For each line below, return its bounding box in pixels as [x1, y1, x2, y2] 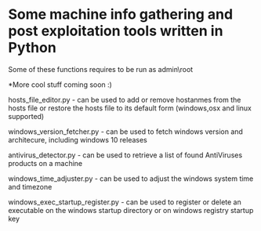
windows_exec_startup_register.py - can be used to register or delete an [8, 197, 241, 207]
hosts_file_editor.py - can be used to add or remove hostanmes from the [8, 95, 241, 104]
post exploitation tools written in [8, 22, 223, 40]
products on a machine [8, 158, 83, 168]
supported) [8, 111, 45, 121]
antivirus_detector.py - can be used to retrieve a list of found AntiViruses [8, 150, 243, 160]
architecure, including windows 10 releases [8, 135, 147, 144]
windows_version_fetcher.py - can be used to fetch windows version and [8, 127, 243, 136]
